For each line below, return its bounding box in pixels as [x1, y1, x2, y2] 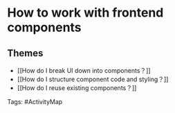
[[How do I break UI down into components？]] [17, 67, 151, 74]
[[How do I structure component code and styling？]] [17, 75, 169, 83]
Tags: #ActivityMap [7, 98, 63, 105]
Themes [7, 47, 44, 59]
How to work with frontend [7, 5, 164, 21]
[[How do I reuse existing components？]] [17, 84, 137, 92]
